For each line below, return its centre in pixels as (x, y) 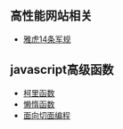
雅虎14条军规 (47, 39)
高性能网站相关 (51, 16)
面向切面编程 (46, 115)
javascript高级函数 (62, 70)
